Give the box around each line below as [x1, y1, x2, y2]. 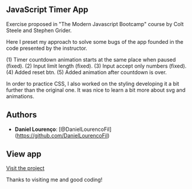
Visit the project [6, 165, 45, 172]
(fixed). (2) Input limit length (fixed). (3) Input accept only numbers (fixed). [6, 62, 187, 69]
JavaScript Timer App [6, 5, 89, 15]
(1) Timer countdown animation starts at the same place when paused [6, 56, 176, 63]
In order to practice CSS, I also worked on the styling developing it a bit [6, 80, 180, 87]
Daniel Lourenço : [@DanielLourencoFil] [14, 126, 112, 133]
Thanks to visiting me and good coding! [6, 176, 103, 183]
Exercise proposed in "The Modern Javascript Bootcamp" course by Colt [6, 20, 184, 27]
